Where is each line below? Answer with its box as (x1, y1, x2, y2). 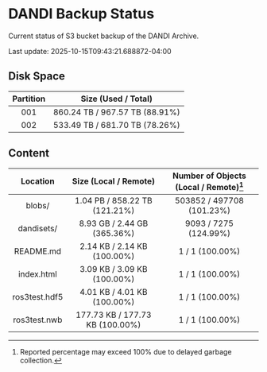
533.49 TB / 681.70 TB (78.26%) (52, 119, 180, 130)
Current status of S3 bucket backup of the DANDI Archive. (8, 31, 199, 41)
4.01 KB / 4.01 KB (79, 286, 148, 297)
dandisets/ (17, 223, 58, 234)
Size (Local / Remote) (72, 176, 155, 187)
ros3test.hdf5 (12, 291, 64, 302)
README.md (14, 246, 62, 257)
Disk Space (8, 69, 66, 83)
